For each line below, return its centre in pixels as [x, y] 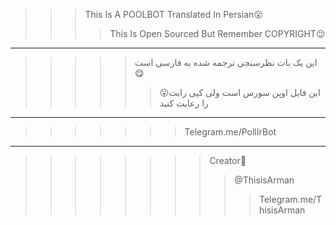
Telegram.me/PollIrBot [230, 132]
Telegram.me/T [290, 199]
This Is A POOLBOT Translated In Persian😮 [173, 14]
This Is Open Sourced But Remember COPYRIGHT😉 [217, 33]
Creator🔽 [228, 160]
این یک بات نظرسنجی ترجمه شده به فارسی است [226, 62]
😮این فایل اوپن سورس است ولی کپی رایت [240, 92]
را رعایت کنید [184, 103]
